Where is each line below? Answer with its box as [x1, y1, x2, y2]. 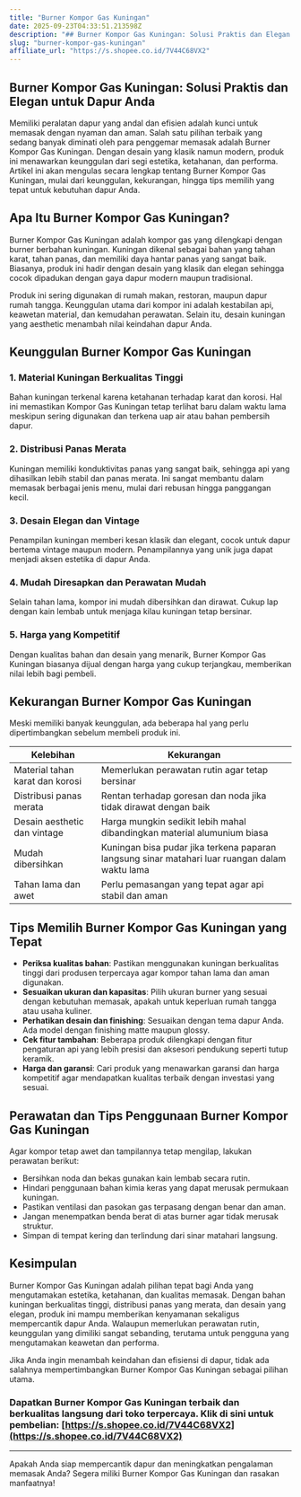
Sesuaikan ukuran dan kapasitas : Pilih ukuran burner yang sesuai [21, 987, 268, 998]
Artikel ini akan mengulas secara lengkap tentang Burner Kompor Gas [9, 165, 266, 176]
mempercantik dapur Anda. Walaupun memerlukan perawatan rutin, [9, 1317, 260, 1329]
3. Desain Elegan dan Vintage [9, 514, 141, 526]
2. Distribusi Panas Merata [9, 443, 127, 455]
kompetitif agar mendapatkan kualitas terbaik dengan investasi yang [21, 1072, 275, 1083]
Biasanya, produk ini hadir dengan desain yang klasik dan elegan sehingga [9, 262, 285, 274]
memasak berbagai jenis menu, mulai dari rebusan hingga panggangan [9, 482, 271, 493]
